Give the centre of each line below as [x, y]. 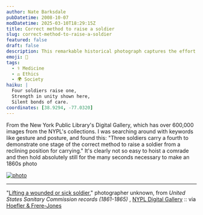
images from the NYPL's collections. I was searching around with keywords [100, 131]
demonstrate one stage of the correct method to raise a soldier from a [93, 144]
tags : [13, 62]
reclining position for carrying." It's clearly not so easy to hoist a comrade [98, 150]
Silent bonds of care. [40, 102]
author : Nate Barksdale [36, 12]
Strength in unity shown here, [51, 96]
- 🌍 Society [27, 79]
